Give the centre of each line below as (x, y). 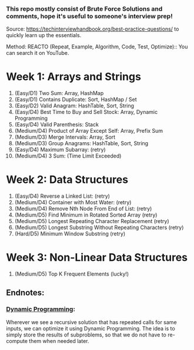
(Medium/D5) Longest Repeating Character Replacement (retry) (92, 221)
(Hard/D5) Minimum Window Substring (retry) (70, 234)
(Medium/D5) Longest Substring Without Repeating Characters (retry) (99, 228)
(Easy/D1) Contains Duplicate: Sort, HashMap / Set (76, 100)
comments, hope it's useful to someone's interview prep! (89, 16)
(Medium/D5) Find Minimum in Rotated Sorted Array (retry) (86, 215)
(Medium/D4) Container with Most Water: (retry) (73, 202)
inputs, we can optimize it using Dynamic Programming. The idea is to (91, 328)
